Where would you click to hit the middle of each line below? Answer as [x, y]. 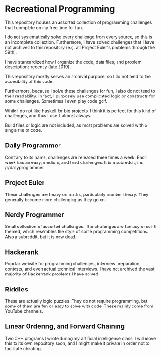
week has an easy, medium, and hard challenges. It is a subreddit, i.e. [74, 162]
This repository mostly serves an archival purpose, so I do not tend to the [78, 76]
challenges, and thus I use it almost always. [48, 115]
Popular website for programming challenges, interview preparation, [73, 264]
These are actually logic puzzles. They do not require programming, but [76, 301]
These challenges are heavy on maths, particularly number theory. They [77, 194]
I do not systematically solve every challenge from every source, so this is [79, 37]
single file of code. [23, 130]
